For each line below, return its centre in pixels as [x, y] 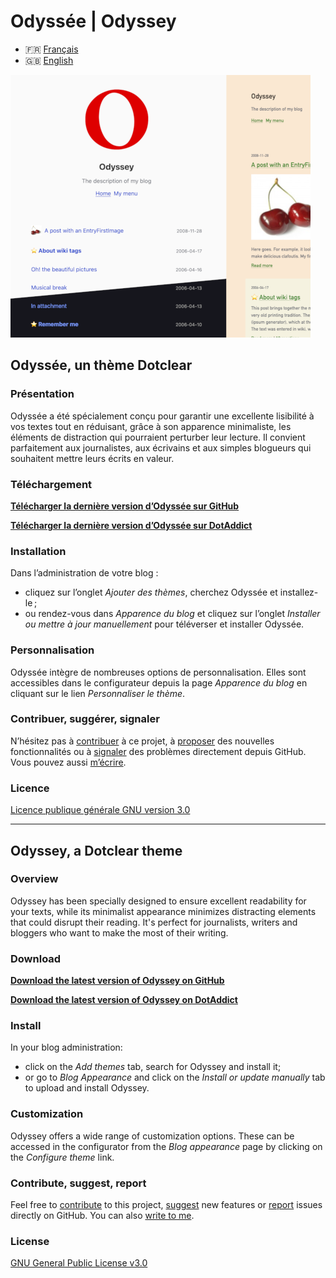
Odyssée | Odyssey [93, 21]
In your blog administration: [66, 1047]
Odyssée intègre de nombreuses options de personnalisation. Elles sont [158, 672]
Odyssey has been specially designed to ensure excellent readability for [158, 901]
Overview [34, 879]
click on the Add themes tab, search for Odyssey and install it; [153, 1067]
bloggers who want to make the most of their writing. [119, 932]
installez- [299, 592]
